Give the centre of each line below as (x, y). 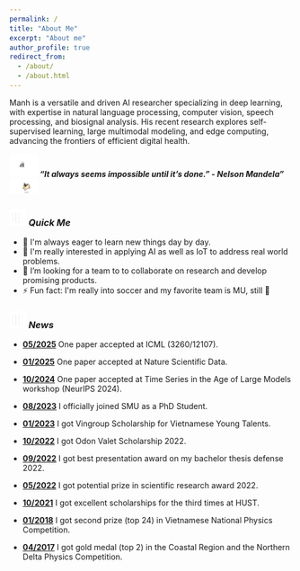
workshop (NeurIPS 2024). (72, 389)
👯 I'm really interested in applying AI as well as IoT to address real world (155, 251)
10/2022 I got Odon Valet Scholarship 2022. (104, 442)
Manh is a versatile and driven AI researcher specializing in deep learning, (146, 103)
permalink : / (34, 19)
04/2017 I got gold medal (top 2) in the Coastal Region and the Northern (156, 548)
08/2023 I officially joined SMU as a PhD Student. (115, 406)
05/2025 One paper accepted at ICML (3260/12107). (120, 344)
